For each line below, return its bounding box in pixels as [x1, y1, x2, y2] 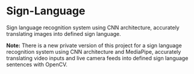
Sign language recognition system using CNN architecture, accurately [6, 24, 180, 31]
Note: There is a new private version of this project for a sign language [6, 42, 182, 49]
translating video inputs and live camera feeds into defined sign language [6, 54, 189, 61]
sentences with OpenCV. [6, 61, 68, 68]
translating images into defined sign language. [6, 30, 122, 37]
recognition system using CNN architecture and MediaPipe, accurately [6, 48, 181, 55]
